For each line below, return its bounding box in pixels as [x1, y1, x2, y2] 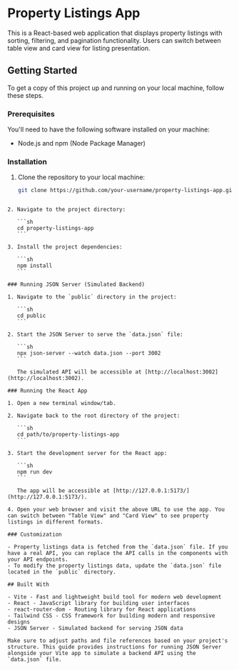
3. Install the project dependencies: [7, 244, 123, 251]
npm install [16, 262, 53, 269]
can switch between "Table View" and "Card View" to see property [7, 512, 209, 519]
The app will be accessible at [16, 487, 111, 494]
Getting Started [7, 64, 78, 76]
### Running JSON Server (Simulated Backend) [7, 281, 145, 289]
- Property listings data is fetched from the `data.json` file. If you [7, 544, 228, 551]
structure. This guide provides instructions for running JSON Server [7, 644, 222, 651]
